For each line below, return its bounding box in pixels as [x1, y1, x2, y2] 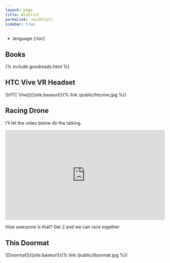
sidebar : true [5, 21, 35, 27]
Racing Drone [5, 106, 49, 115]
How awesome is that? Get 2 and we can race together [5, 224, 120, 230]
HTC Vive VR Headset [5, 78, 75, 87]
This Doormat [5, 239, 50, 247]
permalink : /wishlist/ [5, 17, 53, 22]
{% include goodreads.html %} [5, 64, 70, 70]
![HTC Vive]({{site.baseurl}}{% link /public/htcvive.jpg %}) [5, 92, 127, 98]
